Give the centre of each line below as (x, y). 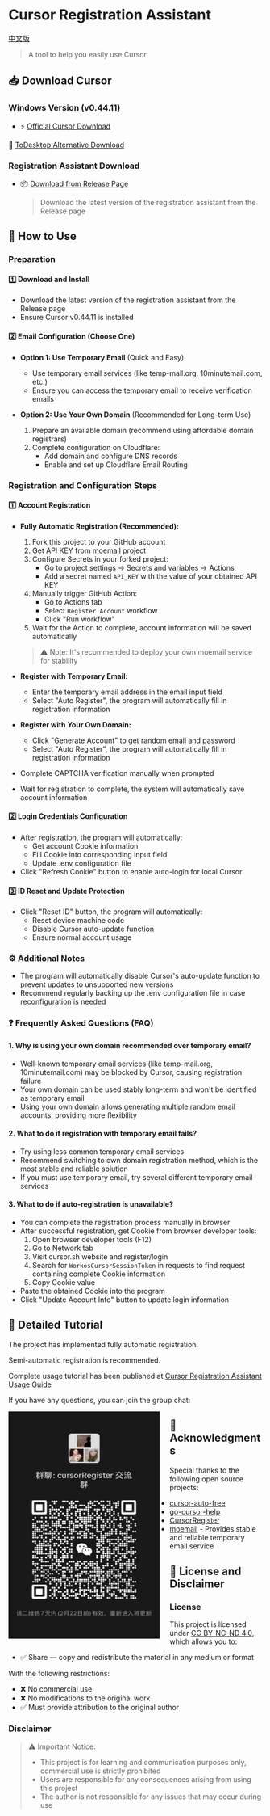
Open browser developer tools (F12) (91, 1239)
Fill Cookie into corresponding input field (100, 854)
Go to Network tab (63, 1248)
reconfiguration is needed (63, 1002)
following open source (207, 1479)
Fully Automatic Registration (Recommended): (100, 526)
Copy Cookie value (64, 1282)
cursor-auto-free (197, 1503)
